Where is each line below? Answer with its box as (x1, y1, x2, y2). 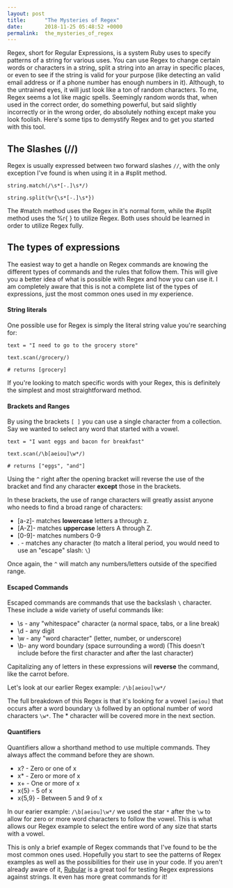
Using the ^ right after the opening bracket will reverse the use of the (7, 475, 205, 483)
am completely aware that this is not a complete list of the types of (7, 282, 198, 290)
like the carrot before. (7, 670, 70, 678)
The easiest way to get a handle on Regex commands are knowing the (7, 260, 209, 268)
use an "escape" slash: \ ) (17, 546, 91, 554)
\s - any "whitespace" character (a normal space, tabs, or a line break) (17, 619, 220, 628)
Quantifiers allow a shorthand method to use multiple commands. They (7, 743, 211, 751)
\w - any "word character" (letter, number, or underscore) (17, 634, 182, 643)
